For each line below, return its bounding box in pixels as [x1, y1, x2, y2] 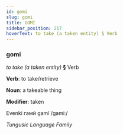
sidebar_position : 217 [6, 25, 62, 31]
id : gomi [6, 8, 28, 15]
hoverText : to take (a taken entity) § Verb [6, 31, 118, 37]
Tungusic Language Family [6, 121, 73, 128]
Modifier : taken [6, 98, 44, 106]
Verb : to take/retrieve [6, 75, 59, 82]
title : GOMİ [6, 20, 35, 25]
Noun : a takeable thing [6, 87, 62, 94]
